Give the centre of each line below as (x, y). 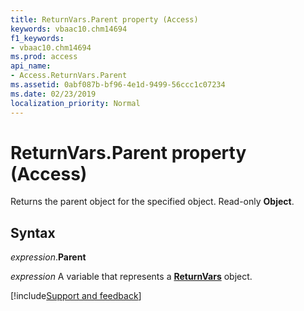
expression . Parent (48, 257)
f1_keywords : (37, 38)
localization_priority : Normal (75, 103)
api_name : (31, 66)
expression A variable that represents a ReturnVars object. (131, 277)
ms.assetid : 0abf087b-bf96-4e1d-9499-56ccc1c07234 (118, 85)
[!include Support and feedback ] (76, 296)
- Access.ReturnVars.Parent (69, 76)
